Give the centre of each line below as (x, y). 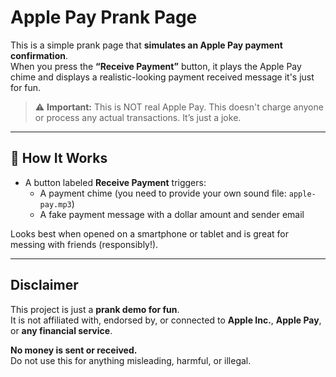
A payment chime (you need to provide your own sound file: (163, 193)
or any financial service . (61, 330)
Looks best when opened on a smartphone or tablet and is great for (149, 233)
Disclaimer (44, 285)
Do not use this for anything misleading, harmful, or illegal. (131, 360)
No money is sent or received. (74, 350)
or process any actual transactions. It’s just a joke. (138, 117)
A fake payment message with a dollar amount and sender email (172, 214)
